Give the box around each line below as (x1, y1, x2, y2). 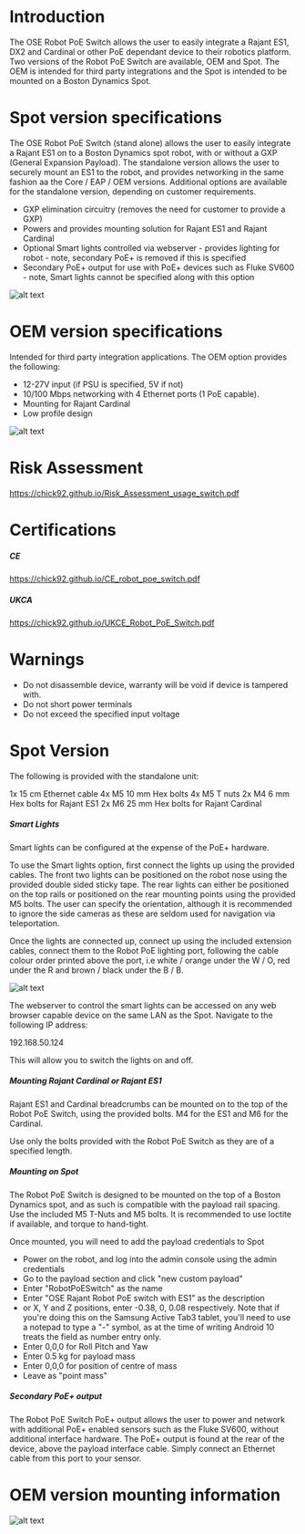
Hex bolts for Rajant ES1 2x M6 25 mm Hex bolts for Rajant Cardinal (9, 798, 262, 809)
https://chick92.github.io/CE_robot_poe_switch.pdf (9, 573, 200, 584)
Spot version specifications (9, 108, 223, 129)
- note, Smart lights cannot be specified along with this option (22, 271, 255, 282)
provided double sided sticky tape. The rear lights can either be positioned (9, 879, 290, 890)
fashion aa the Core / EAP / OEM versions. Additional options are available (9, 176, 288, 187)
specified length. (9, 1145, 73, 1156)
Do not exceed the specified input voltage (22, 708, 180, 719)
